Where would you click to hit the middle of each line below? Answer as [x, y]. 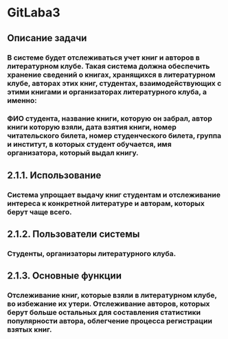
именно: [22, 100]
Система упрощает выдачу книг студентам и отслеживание [114, 195]
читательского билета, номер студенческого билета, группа [114, 136]
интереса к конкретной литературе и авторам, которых [106, 203]
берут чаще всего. [39, 212]
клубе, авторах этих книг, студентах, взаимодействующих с [114, 83]
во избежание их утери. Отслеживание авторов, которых [109, 304]
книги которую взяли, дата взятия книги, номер [92, 127]
